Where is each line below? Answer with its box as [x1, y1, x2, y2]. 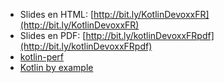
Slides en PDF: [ [19, 30, 87, 41]
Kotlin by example [19, 62, 94, 73]
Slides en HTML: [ [19, 9, 95, 20]
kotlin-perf [19, 51, 65, 63]
